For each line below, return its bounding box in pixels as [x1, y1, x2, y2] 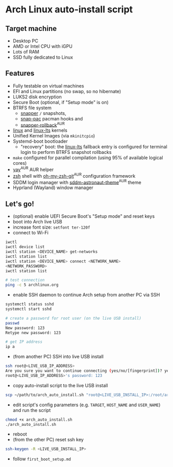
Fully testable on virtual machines [12, 82, 84, 89]
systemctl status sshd [5, 302, 54, 307]
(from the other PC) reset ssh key [12, 437, 84, 443]
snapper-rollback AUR [20, 121, 65, 128]
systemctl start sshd [5, 306, 52, 312]
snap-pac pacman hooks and [20, 115, 83, 122]
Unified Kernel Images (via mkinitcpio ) [12, 133, 95, 139]
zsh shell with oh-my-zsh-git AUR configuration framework [12, 172, 135, 179]
